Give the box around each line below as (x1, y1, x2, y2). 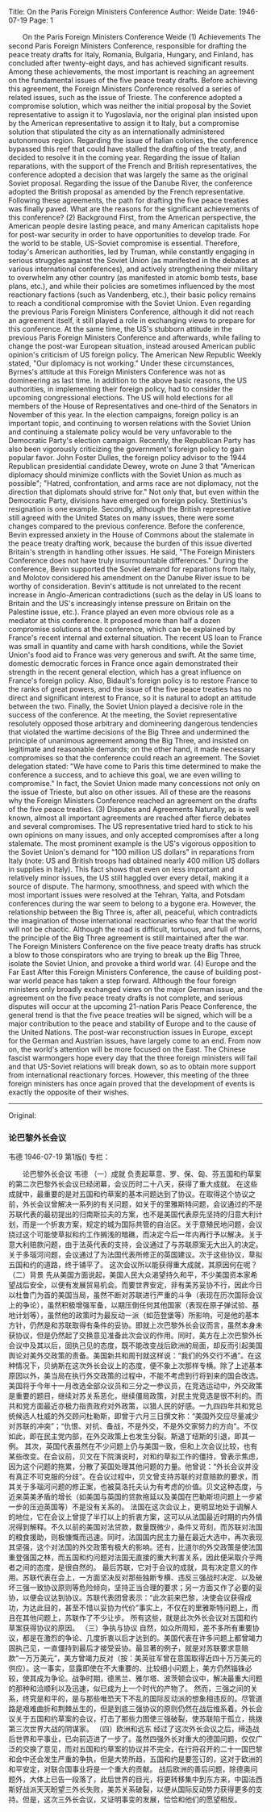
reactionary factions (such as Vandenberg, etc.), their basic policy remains (8, 290, 256, 299)
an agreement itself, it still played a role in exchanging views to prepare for (8, 316, 256, 325)
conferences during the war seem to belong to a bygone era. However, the (8, 899, 256, 908)
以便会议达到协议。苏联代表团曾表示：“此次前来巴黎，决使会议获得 (22, 1593, 245, 1603)
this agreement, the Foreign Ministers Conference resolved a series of (8, 84, 241, 94)
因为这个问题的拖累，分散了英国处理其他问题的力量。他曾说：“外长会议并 (8, 1462, 252, 1471)
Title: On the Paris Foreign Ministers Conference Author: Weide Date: (8, 7, 237, 16)
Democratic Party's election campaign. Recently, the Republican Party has (8, 436, 256, 445)
